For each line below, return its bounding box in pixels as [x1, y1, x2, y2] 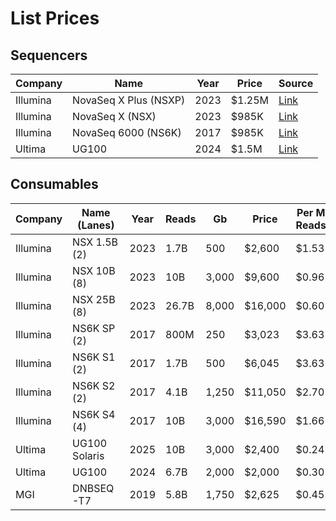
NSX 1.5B [72, 235, 118, 249]
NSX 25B [72, 292, 116, 306]
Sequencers [10, 47, 88, 64]
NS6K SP [72, 321, 116, 335]
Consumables [10, 176, 99, 193]
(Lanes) [77, 218, 115, 232]
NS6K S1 [72, 350, 116, 364]
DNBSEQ [72, 481, 115, 495]
